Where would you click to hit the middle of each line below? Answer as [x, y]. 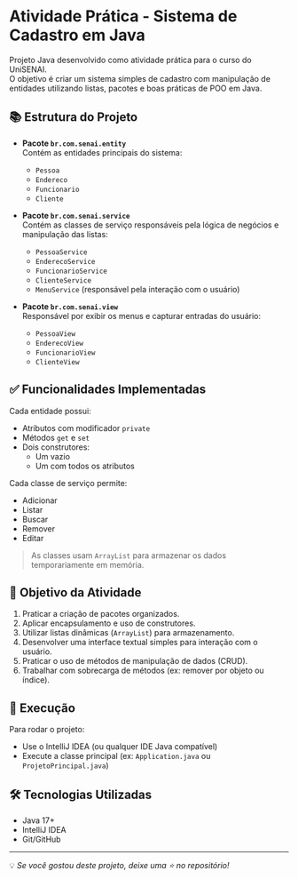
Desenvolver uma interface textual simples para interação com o [140, 643]
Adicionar [39, 500]
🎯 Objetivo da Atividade [75, 592]
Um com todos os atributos [85, 466]
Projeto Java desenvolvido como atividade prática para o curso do [130, 60]
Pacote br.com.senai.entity [74, 143]
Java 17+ [38, 820]
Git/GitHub [41, 839]
